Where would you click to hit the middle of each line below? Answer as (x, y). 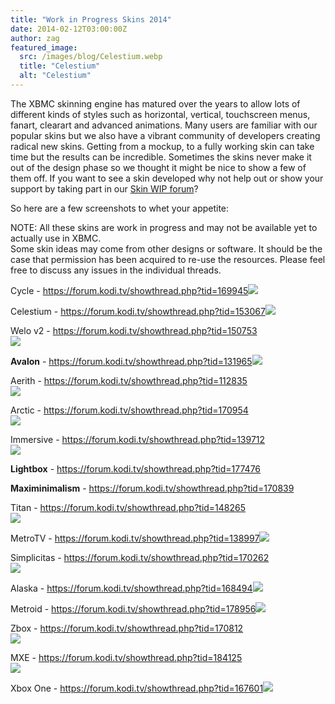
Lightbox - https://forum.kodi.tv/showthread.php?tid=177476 (136, 468)
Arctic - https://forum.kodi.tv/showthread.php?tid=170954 (129, 410)
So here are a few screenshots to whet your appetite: (120, 208)
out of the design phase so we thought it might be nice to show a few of (158, 167)
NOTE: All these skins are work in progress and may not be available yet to (164, 227)
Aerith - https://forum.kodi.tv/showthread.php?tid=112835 (129, 380)
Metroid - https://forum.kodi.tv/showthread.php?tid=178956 (133, 608)
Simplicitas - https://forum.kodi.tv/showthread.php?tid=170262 (140, 557)
